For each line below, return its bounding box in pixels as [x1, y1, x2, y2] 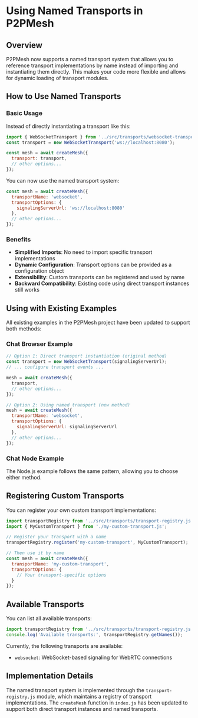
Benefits [6, 235, 31, 243]
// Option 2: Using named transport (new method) [6, 402, 131, 408]
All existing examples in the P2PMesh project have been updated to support [6, 319, 190, 326]
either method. [6, 474, 42, 481]
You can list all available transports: [6, 615, 93, 622]
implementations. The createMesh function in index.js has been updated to [6, 699, 188, 706]
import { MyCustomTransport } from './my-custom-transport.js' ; [6, 523, 167, 530]
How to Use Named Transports [6, 91, 121, 101]
